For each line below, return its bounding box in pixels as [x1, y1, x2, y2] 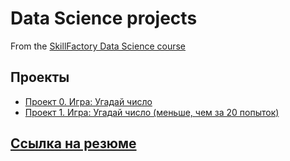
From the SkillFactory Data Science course [10, 40, 187, 52]
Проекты [10, 69, 70, 86]
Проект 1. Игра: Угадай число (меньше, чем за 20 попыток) [24, 106, 280, 118]
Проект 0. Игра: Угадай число [24, 95, 153, 107]
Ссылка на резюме [10, 135, 137, 152]
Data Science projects [10, 7, 198, 30]
